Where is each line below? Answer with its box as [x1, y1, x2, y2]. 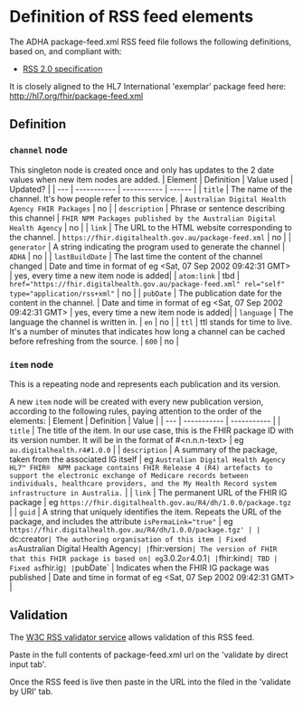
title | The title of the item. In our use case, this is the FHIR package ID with [9, 425, 294, 436]
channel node [9, 144, 68, 156]
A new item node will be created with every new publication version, [9, 396, 264, 407]
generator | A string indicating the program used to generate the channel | [9, 241, 286, 252]
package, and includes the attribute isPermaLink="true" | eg [9, 515, 233, 526]
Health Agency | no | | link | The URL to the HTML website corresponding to [9, 221, 292, 232]
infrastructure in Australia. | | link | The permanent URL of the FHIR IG [9, 486, 288, 498]
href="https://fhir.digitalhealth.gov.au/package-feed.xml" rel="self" [9, 279, 285, 288]
